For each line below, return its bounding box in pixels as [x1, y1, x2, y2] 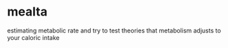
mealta [7, 4, 48, 20]
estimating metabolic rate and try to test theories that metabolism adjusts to [7, 26, 221, 34]
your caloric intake [7, 33, 60, 41]
